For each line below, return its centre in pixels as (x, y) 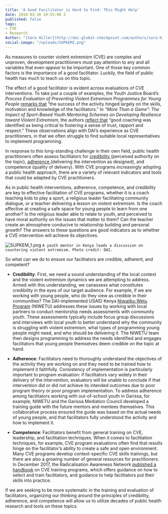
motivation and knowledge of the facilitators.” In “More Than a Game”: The (82, 109)
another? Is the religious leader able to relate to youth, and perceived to (79, 214)
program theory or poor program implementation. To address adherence (87, 391)
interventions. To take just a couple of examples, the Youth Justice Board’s (82, 93)
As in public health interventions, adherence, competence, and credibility (80, 187)
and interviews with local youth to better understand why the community (87, 322)
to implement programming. (34, 141)
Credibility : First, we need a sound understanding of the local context (84, 274)
